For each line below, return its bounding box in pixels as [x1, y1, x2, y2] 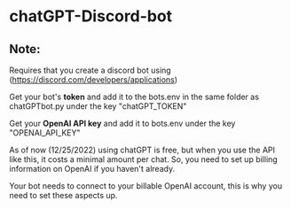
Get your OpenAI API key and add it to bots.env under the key [9, 118, 236, 128]
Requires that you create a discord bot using [9, 65, 171, 75]
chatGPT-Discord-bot [9, 6, 173, 27]
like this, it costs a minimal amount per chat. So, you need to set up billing [9, 154, 278, 165]
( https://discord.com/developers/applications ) [9, 74, 178, 85]
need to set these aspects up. [9, 190, 118, 200]
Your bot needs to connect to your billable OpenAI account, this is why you [9, 181, 282, 191]
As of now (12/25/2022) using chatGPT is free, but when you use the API [9, 144, 276, 155]
